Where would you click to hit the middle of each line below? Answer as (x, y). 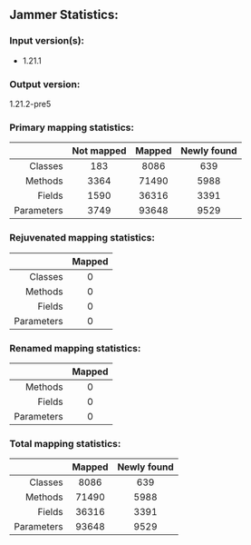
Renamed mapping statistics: (75, 348)
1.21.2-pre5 (30, 104)
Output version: (45, 84)
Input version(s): (47, 41)
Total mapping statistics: (65, 443)
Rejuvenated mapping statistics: (82, 238)
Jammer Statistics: (64, 15)
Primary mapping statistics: (72, 127)
